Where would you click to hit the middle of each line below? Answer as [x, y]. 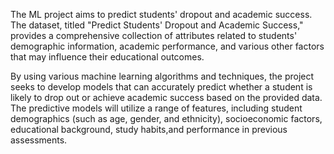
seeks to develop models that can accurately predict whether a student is [161, 87]
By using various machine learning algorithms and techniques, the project [162, 76]
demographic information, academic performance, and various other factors [167, 46]
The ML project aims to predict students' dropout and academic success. [161, 14]
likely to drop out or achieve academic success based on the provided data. [166, 97]
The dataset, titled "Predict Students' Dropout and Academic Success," [157, 25]
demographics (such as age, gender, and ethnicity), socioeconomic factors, [166, 118]
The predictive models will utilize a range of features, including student [156, 108]
